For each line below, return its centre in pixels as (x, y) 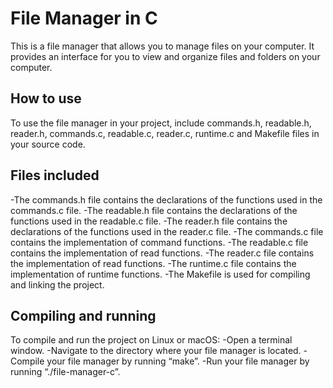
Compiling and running (83, 315)
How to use (46, 98)
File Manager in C (84, 18)
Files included (55, 175)
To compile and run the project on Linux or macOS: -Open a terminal (151, 340)
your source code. (48, 144)
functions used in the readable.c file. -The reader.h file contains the (149, 221)
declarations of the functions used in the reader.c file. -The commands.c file (167, 231)
